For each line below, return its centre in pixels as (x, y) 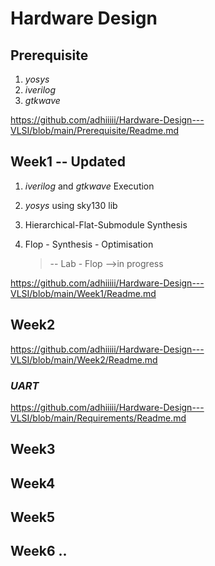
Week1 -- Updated (68, 162)
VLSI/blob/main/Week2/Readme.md (84, 359)
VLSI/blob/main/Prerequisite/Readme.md (95, 130)
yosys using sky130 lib (71, 205)
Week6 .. (39, 551)
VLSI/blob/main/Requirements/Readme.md (98, 418)
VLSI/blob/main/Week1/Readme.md (83, 293)
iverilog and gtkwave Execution (89, 186)
